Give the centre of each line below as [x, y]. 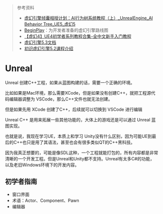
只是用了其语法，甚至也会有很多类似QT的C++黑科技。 [81, 142]
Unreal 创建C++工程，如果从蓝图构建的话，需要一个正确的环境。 [70, 82]
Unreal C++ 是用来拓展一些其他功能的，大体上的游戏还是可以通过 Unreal [78, 119]
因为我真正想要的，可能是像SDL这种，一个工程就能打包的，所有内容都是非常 [81, 153]
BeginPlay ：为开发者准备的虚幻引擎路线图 [66, 30]
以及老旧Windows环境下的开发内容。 [42, 165]
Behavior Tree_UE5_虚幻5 [50, 24]
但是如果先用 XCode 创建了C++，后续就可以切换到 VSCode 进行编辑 [74, 109]
